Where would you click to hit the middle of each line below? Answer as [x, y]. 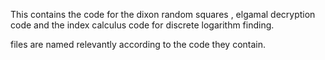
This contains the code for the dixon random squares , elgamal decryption [163, 14]
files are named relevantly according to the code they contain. [138, 44]
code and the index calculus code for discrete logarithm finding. [142, 25]
